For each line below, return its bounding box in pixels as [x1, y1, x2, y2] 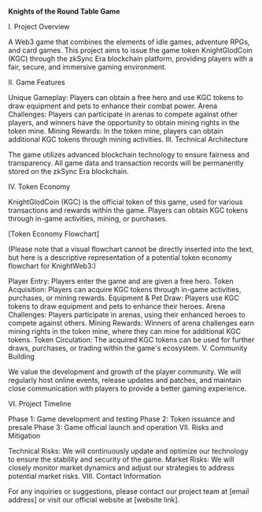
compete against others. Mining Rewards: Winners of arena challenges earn [8, 318, 254, 328]
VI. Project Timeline [8, 399, 72, 408]
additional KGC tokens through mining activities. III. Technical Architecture [8, 135, 249, 144]
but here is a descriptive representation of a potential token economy [8, 253, 232, 262]
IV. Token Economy [8, 182, 71, 191]
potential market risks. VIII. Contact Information [8, 472, 161, 480]
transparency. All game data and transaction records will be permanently [8, 158, 244, 168]
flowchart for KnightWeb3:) [8, 262, 97, 270]
